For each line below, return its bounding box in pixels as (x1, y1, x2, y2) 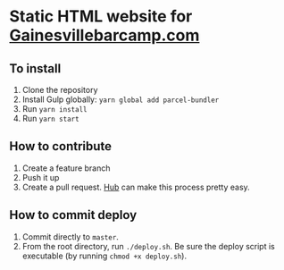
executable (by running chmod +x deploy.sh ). (21, 250, 188, 261)
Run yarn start (21, 114, 79, 123)
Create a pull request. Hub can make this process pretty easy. (21, 181, 250, 192)
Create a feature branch (21, 163, 111, 173)
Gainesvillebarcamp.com (9, 25, 200, 46)
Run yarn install (21, 104, 88, 114)
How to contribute (9, 139, 113, 154)
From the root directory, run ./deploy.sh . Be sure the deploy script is (21, 240, 275, 251)
